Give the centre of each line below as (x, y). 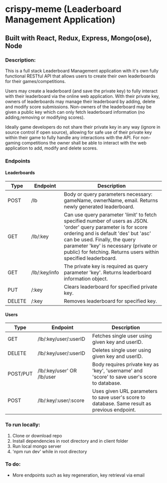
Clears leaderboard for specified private (111, 287)
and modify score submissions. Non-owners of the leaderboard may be (78, 107)
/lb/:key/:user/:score (61, 401)
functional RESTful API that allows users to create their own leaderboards (80, 76)
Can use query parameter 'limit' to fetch (110, 215)
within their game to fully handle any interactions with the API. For (73, 137)
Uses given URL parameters (125, 391)
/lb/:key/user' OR (57, 371)
